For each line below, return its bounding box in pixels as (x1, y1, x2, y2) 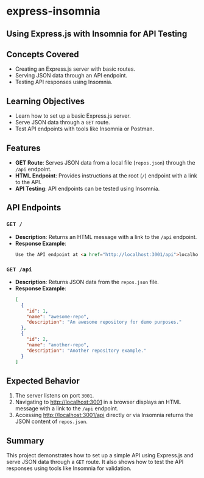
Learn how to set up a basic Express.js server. (15, 112, 131, 120)
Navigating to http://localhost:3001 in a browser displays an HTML (15, 398, 181, 406)
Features (6, 143, 41, 153)
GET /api (6, 266, 32, 273)
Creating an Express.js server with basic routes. (15, 65, 136, 73)
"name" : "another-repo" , (26, 341, 90, 348)
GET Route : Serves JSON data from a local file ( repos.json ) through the (15, 159, 195, 166)
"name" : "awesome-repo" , (26, 313, 90, 319)
